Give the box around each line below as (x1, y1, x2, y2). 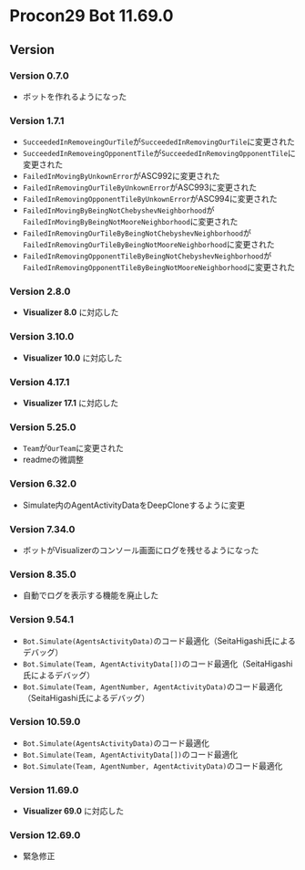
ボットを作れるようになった (22, 90, 127, 101)
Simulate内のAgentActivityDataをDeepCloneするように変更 (22, 499, 246, 510)
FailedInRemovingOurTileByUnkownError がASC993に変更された (22, 182, 258, 193)
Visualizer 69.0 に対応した (22, 805, 125, 817)
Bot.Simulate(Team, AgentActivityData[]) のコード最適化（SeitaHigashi (22, 658, 293, 669)
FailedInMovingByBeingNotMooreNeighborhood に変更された (22, 216, 239, 227)
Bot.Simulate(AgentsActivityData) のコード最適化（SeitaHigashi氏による (22, 635, 296, 646)
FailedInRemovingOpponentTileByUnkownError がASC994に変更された (22, 194, 278, 204)
